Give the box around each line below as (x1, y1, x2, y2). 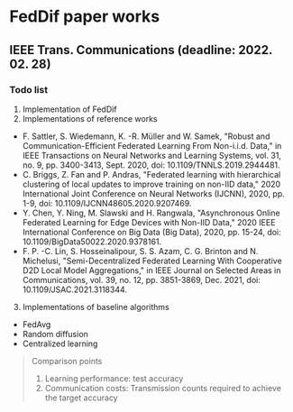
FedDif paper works (9, 6, 160, 27)
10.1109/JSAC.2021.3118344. (22, 284, 128, 295)
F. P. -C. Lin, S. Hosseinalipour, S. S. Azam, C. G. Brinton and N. (22, 245, 259, 256)
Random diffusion (22, 328, 88, 339)
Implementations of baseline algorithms (22, 301, 169, 312)
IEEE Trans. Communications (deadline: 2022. (9, 42, 273, 58)
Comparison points (31, 355, 103, 366)
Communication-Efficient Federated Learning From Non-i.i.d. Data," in (22, 140, 282, 151)
